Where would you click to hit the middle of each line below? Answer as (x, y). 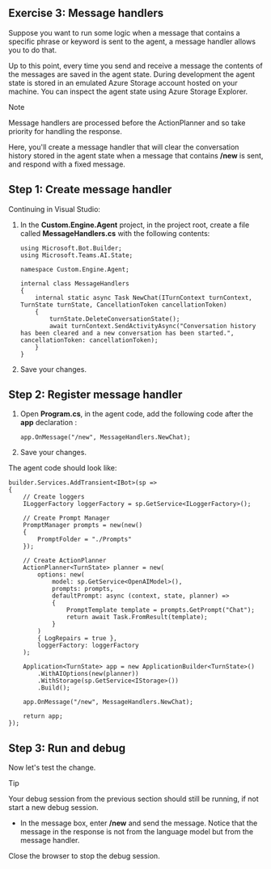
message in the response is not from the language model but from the (136, 832)
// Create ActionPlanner (65, 561)
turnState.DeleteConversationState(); (115, 318)
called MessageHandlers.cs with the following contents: (115, 233)
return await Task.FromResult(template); (137, 618)
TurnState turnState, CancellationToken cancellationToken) (123, 305)
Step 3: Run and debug (67, 748)
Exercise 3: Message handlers (86, 13)
